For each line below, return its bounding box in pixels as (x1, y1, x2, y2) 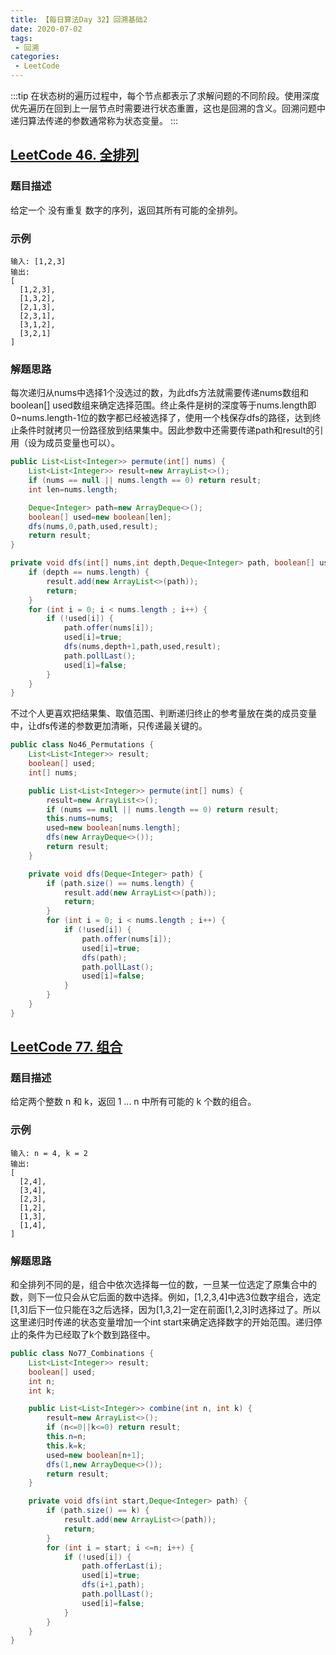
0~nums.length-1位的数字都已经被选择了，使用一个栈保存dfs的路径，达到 (10, 412, 313, 424)
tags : (10, 33, 33, 43)
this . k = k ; (46, 1441, 87, 1451)
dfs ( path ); (81, 952, 128, 963)
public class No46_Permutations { (10, 740, 155, 750)
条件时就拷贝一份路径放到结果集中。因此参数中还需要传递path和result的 (18, 424, 315, 436)
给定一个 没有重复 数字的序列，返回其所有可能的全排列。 (10, 204, 243, 216)
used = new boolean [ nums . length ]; (46, 823, 182, 833)
